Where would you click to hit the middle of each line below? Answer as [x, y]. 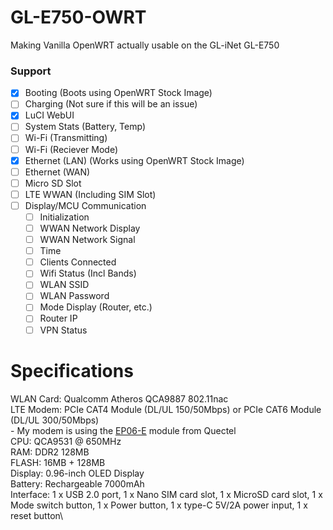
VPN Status [63, 330]
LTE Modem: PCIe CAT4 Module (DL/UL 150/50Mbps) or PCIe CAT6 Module [166, 409]
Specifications [72, 370]
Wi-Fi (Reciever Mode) [71, 149]
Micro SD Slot [53, 183]
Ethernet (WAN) [57, 172]
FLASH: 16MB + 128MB [58, 462]
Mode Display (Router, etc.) [96, 307]
